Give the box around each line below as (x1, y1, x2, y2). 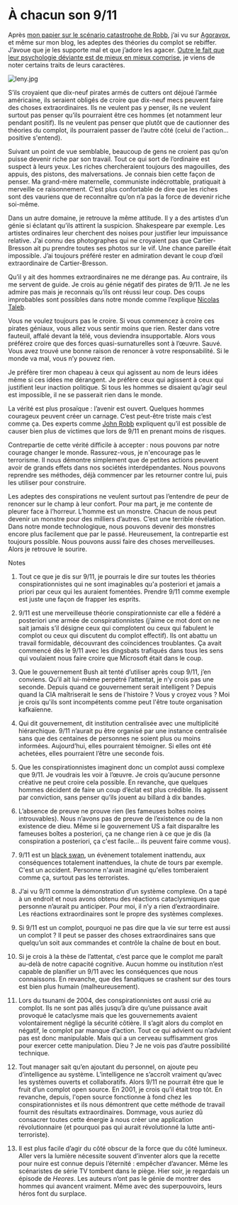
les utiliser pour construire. (8, 478, 86, 487)
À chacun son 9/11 (8, 7, 118, 23)
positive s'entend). (8, 133, 62, 142)
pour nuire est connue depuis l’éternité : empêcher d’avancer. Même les (18, 1159, 229, 1167)
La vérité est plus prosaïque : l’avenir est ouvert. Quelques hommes (8, 404, 205, 413)
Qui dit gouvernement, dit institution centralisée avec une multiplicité (18, 718, 219, 727)
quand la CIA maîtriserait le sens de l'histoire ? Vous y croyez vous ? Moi (18, 690, 230, 699)
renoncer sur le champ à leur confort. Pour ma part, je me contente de (8, 499, 213, 508)
